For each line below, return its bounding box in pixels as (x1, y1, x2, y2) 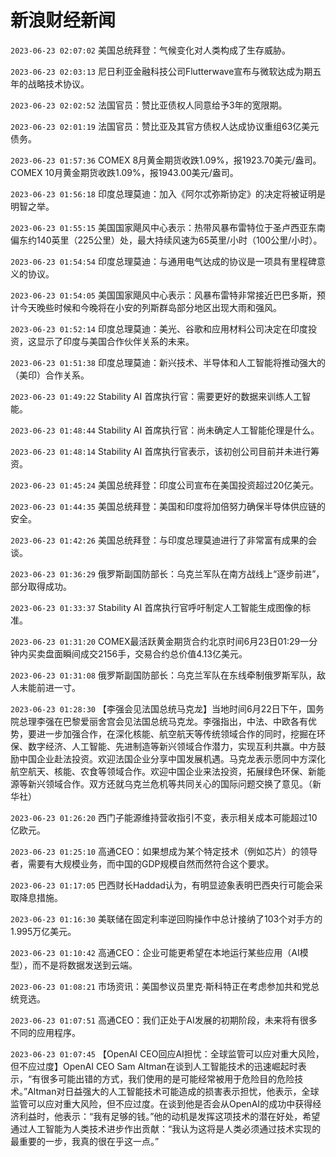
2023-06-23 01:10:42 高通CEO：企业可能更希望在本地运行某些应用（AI (10, 946, 300, 958)
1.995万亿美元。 (10, 925, 77, 937)
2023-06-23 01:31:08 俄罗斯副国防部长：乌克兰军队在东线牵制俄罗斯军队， (10, 669, 317, 681)
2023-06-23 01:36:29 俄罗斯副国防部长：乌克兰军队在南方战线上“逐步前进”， (10, 567, 325, 580)
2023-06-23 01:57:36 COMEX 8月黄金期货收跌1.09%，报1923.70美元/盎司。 (10, 154, 322, 166)
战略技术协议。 (27, 77, 90, 90)
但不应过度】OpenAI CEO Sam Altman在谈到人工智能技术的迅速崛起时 (10, 1060, 298, 1072)
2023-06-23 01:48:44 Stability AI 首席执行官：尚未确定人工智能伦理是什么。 (10, 424, 320, 436)
